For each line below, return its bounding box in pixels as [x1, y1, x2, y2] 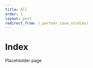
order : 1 [5, 12, 23, 17]
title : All [5, 7, 27, 12]
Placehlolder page [5, 58, 42, 64]
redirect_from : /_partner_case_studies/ [5, 20, 89, 26]
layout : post [5, 16, 32, 21]
